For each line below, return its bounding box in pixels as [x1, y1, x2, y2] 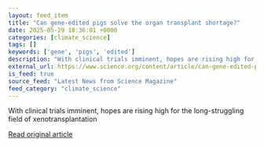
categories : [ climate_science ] [8, 33, 111, 42]
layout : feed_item [8, 11, 68, 20]
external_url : [8, 63, 55, 71]
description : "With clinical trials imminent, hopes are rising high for [8, 56, 255, 64]
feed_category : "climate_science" [8, 84, 122, 93]
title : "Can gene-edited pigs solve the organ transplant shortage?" [8, 19, 241, 27]
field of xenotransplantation [8, 115, 97, 124]
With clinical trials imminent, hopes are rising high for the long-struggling [8, 106, 244, 116]
